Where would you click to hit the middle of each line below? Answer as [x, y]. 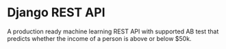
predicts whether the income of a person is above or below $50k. [99, 38]
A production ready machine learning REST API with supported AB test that [113, 31]
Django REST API [56, 13]
